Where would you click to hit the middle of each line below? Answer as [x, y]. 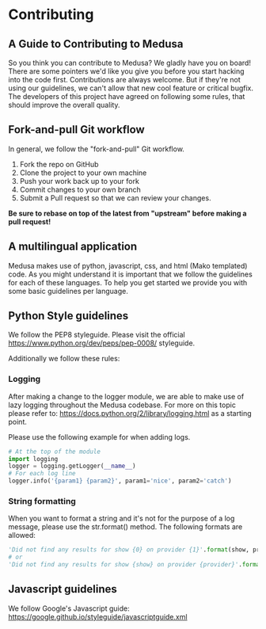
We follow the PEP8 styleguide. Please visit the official [97, 335]
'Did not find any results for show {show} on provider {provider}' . [125, 565]
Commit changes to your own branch [80, 189]
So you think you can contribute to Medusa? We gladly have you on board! [130, 63]
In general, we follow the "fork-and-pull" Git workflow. [96, 149]
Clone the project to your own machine [83, 173]
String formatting [42, 501]
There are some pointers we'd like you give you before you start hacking [126, 71]
